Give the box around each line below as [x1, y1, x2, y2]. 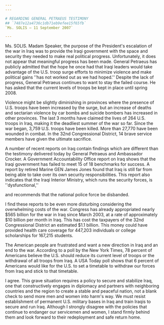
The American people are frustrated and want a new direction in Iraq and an [5, 242, 158, 248]
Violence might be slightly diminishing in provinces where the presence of [5, 99, 154, 106]
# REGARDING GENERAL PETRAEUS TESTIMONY [5, 16, 89, 21]
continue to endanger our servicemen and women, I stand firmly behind [5, 309, 150, 315]
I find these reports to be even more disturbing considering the [5, 201, 132, 207]
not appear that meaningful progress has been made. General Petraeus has [5, 59, 157, 64]
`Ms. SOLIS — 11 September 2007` [5, 25, 73, 30]
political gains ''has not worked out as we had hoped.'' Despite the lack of [5, 74, 154, 80]
